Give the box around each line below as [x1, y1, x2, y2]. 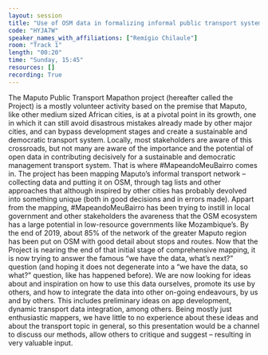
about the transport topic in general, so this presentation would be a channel [8, 321, 260, 330]
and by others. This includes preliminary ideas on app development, [8, 295, 231, 305]
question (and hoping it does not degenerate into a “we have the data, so [8, 262, 249, 271]
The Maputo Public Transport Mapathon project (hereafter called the [8, 92, 234, 102]
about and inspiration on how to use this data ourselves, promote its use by [8, 279, 255, 288]
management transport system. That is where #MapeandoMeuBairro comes [8, 160, 258, 170]
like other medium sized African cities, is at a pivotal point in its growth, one [8, 109, 257, 119]
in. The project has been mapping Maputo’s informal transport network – [8, 169, 246, 178]
